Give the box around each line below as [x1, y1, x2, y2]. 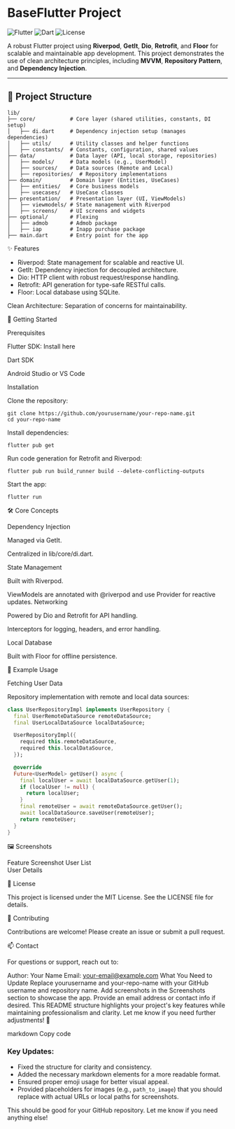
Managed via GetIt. [7, 535, 62, 544]
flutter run [7, 493, 42, 500]
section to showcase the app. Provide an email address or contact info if [7, 993, 215, 1002]
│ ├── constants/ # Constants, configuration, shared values [7, 146, 199, 153]
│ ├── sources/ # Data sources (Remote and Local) [7, 164, 173, 171]
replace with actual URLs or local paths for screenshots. [17, 1092, 179, 1100]
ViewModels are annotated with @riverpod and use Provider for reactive [7, 590, 216, 598]
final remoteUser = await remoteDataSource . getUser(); [20, 803, 183, 810]
